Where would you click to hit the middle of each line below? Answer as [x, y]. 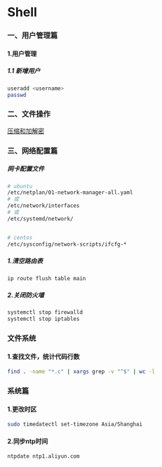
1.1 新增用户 [24, 71]
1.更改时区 [22, 409]
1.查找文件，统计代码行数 [43, 356]
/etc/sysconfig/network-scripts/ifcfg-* [67, 244]
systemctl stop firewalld [45, 313]
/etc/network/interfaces [43, 206]
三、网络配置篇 [33, 150]
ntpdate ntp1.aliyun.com [43, 456]
